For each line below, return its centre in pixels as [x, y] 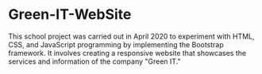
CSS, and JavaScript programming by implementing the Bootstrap [116, 44]
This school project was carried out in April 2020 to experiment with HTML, [132, 36]
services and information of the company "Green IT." [94, 61]
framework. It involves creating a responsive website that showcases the [127, 53]
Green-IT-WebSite [70, 15]
